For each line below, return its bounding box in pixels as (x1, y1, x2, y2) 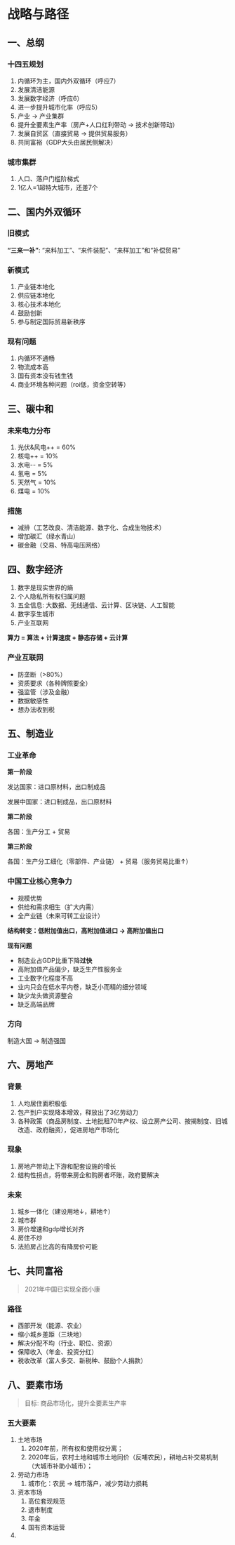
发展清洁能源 (17, 85, 55, 93)
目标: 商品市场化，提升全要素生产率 (24, 1399, 127, 1407)
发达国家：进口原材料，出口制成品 (7, 783, 106, 791)
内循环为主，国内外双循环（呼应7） (17, 77, 120, 85)
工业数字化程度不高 (17, 974, 74, 982)
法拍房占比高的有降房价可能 (17, 1242, 98, 1251)
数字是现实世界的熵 (17, 583, 74, 592)
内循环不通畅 (17, 354, 55, 362)
